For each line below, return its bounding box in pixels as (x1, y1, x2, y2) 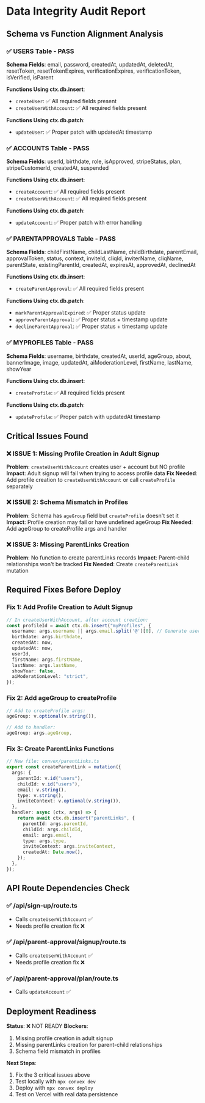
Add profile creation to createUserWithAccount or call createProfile (6, 476, 176, 484)
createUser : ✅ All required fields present (15, 97, 117, 104)
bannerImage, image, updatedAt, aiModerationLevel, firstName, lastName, (6, 359, 193, 366)
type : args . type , (22, 838, 67, 844)
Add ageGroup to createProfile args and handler (6, 525, 128, 532)
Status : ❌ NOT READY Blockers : (6, 1022, 88, 1030)
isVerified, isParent (6, 73, 54, 81)
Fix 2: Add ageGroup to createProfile (6, 694, 117, 702)
